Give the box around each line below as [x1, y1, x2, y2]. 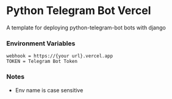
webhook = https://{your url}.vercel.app [6, 53, 113, 59]
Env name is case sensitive [15, 86, 84, 94]
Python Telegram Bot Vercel [6, 4, 151, 18]
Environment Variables [6, 39, 76, 48]
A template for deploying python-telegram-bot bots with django [6, 24, 166, 31]
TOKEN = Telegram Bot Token [6, 59, 78, 65]
